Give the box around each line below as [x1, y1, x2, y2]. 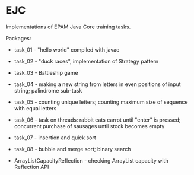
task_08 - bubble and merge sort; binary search [14, 145, 131, 152]
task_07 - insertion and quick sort [14, 134, 96, 141]
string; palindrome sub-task [14, 87, 82, 94]
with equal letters [14, 104, 57, 112]
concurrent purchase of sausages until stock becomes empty [14, 122, 165, 129]
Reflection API [14, 163, 49, 170]
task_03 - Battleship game [14, 69, 78, 76]
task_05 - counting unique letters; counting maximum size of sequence [14, 98, 188, 106]
